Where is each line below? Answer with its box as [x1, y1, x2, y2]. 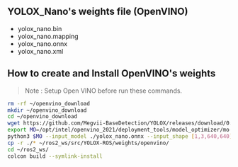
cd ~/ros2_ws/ [7, 146, 50, 153]
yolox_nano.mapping [17, 32, 79, 40]
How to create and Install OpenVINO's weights [7, 67, 216, 80]
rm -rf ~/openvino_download [7, 100, 91, 107]
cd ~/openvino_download [7, 113, 78, 120]
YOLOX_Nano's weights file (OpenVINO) [7, 6, 188, 18]
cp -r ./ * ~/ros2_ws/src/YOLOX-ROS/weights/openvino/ [7, 139, 170, 146]
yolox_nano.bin [17, 24, 62, 33]
